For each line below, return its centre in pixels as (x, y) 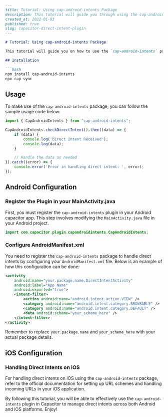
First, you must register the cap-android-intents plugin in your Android (78, 212)
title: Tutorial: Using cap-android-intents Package (61, 10)
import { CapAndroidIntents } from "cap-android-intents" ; (68, 121)
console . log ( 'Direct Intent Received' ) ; (66, 139)
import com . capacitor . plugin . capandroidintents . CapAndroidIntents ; (77, 232)
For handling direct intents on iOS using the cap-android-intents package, (82, 378)
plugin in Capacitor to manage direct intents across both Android (89, 404)
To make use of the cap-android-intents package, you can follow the (76, 106)
